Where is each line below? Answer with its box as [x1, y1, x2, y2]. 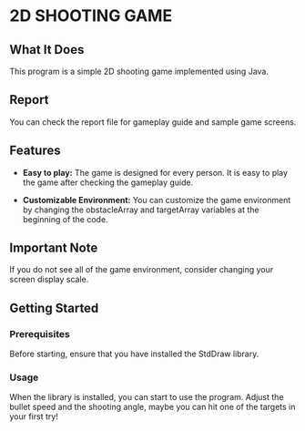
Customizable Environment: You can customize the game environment [22, 194, 291, 205]
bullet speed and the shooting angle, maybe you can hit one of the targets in [9, 402, 296, 413]
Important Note [9, 241, 98, 256]
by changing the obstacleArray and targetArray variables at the [22, 204, 259, 215]
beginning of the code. [22, 213, 108, 224]
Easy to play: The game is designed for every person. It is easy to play [22, 167, 289, 178]
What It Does [9, 42, 85, 57]
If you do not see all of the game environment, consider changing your [9, 264, 274, 275]
